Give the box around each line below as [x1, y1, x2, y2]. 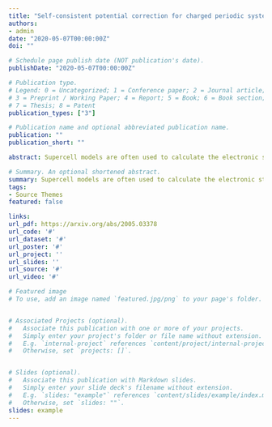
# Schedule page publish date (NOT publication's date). [8, 57, 205, 65]
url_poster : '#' [8, 242, 63, 251]
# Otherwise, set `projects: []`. [8, 347, 132, 355]
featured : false [8, 198, 63, 207]
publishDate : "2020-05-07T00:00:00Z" [8, 64, 136, 73]
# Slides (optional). [8, 369, 82, 377]
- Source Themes [8, 190, 63, 199]
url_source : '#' [8, 265, 63, 274]
